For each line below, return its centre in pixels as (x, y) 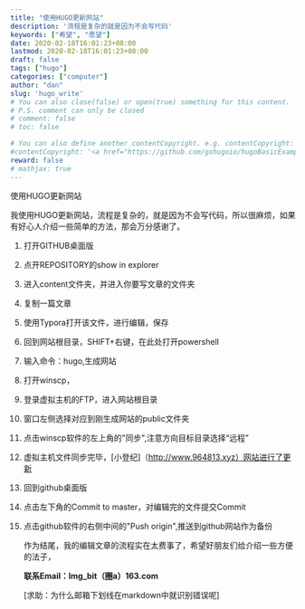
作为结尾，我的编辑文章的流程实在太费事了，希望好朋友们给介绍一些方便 (158, 545)
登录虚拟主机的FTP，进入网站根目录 (91, 399)
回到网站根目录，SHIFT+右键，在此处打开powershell (121, 341)
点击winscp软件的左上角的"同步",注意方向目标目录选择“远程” (136, 438)
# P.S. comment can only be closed (77, 110)
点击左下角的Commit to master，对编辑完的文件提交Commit (135, 507)
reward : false (37, 160)
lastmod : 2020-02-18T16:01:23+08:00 (79, 52)
